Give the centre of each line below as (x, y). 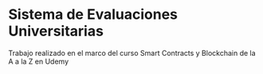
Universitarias (56, 31)
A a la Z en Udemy (39, 61)
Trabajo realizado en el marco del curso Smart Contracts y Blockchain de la (132, 53)
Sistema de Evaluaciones (93, 15)
